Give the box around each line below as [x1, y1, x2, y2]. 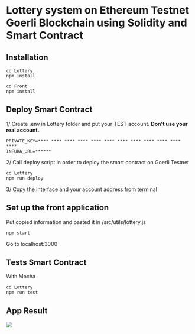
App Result [6, 306, 48, 316]
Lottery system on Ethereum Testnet [6, 4, 190, 17]
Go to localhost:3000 [6, 240, 58, 247]
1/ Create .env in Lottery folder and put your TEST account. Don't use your [6, 120, 188, 127]
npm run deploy [6, 175, 44, 181]
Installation [6, 52, 48, 62]
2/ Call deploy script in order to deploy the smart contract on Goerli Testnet [6, 158, 189, 166]
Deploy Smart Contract [6, 105, 93, 115]
